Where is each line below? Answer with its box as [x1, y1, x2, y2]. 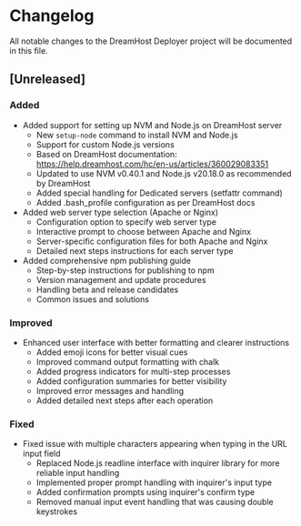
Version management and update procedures [35, 274, 206, 285]
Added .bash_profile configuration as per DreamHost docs [35, 197, 256, 207]
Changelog [9, 5, 95, 26]
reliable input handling [35, 468, 120, 479]
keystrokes [35, 506, 78, 517]
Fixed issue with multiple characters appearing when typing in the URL [22, 439, 288, 450]
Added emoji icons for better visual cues [35, 347, 188, 358]
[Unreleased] [9, 72, 86, 87]
